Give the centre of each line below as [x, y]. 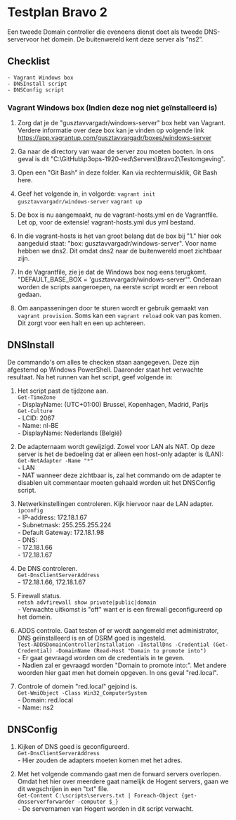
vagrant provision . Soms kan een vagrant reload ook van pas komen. [119, 316]
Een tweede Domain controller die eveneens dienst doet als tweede [105, 32]
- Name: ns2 [35, 707]
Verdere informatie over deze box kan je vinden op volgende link [111, 130]
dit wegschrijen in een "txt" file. [63, 788]
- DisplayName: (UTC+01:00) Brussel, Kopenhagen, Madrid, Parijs [113, 404]
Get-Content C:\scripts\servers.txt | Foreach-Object [98, 795]
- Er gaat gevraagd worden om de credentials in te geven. [101, 657]
